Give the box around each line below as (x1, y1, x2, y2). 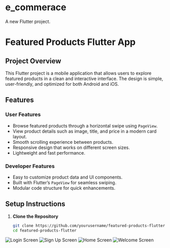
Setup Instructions (5, 200, 65, 208)
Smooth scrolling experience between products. (12, 139, 113, 145)
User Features (5, 111, 41, 118)
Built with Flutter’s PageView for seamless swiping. (12, 179, 117, 185)
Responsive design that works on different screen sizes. (12, 144, 130, 151)
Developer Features (5, 162, 55, 169)
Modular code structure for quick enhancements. (12, 185, 116, 191)
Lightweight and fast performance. (12, 150, 85, 156)
